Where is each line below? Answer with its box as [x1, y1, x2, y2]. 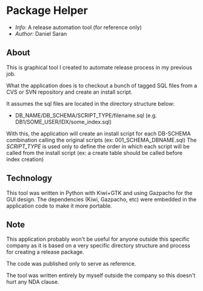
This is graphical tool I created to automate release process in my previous [6, 64, 193, 71]
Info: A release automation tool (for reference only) [15, 24, 142, 31]
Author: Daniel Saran [15, 30, 67, 37]
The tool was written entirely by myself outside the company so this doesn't [6, 272, 196, 279]
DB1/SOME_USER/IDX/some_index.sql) [15, 118, 112, 125]
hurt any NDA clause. [6, 278, 59, 286]
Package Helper [6, 4, 88, 18]
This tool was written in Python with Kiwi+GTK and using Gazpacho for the [6, 189, 193, 197]
